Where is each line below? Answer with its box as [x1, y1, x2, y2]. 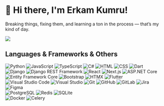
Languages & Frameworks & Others [5, 50, 118, 59]
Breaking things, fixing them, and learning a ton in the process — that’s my [5, 21, 159, 27]
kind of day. [5, 26, 30, 32]
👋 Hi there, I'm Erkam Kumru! [5, 4, 128, 16]
